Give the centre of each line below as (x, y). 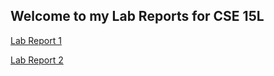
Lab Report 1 (36, 40)
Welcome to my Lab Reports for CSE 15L (137, 16)
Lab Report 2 (37, 60)
